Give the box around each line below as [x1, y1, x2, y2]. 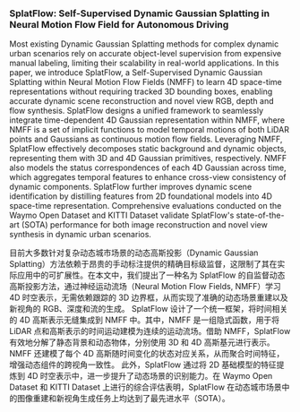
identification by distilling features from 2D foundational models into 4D [9, 191, 273, 202]
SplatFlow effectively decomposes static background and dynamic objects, [9, 143, 287, 154]
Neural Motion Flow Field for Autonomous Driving [9, 18, 229, 30]
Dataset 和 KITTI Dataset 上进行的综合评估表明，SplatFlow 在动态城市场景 [9, 382, 282, 392]
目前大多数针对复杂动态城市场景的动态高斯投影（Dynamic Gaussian [9, 247, 259, 258]
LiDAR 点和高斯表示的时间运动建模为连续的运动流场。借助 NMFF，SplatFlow [9, 326, 291, 337]
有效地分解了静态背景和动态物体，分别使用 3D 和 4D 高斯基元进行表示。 [9, 337, 275, 348]
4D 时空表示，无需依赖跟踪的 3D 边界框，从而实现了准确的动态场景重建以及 [9, 292, 288, 303]
